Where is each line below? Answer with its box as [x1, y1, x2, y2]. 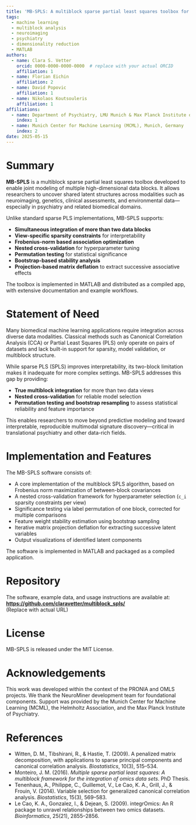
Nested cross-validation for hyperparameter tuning [14, 244, 140, 252]
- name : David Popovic [11, 85, 66, 91]
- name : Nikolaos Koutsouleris [11, 95, 87, 101]
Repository [6, 574, 61, 587]
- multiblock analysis [11, 25, 66, 31]
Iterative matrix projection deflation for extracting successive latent [14, 524, 176, 531]
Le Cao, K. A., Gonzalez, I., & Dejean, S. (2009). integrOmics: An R [14, 800, 174, 807]
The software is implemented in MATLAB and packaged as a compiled [6, 548, 175, 555]
